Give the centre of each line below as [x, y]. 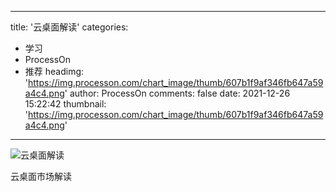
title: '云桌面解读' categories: [69, 27]
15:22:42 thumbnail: [65, 104]
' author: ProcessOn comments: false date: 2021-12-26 [177, 93]
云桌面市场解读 [41, 176]
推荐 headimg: [54, 71]
